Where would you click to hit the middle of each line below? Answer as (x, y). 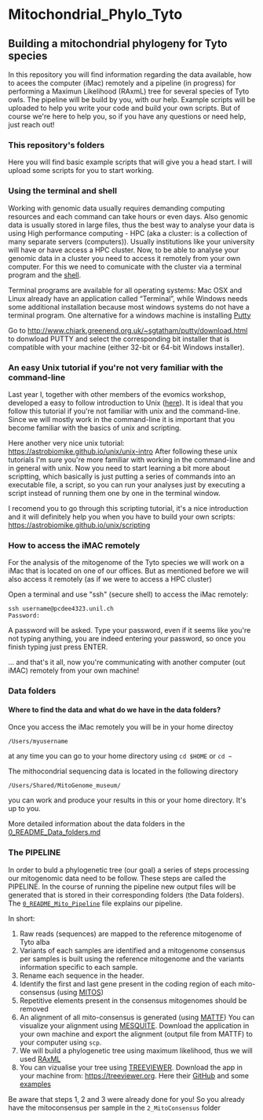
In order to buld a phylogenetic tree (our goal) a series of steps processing (129, 869)
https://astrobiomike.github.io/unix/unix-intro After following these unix (123, 451)
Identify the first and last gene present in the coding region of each (128, 983)
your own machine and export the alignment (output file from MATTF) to (136, 1034)
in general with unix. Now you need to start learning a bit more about (119, 468)
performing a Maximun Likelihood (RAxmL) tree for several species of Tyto (129, 91)
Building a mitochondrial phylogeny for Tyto (118, 44)
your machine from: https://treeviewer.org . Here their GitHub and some (134, 1075)
